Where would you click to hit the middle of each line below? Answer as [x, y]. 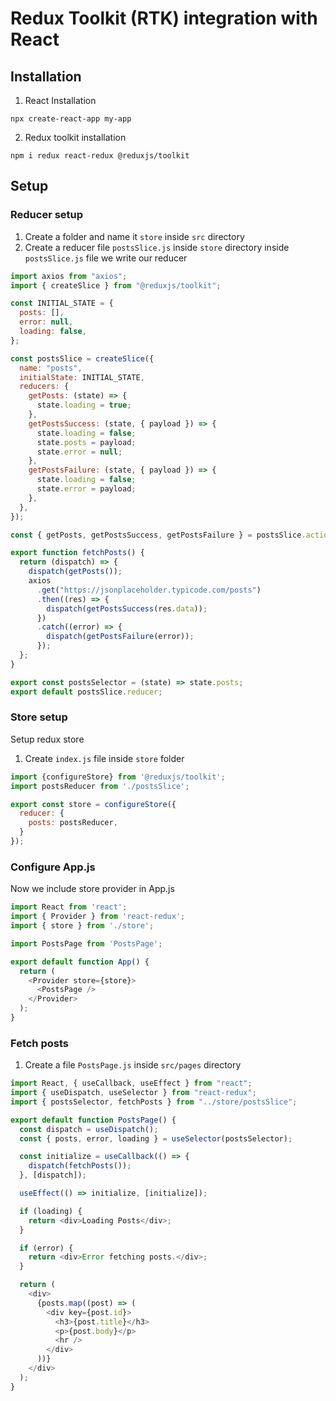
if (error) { [46, 1248]
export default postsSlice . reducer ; [86, 692]
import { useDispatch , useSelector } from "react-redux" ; [133, 1093]
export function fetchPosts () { [77, 553]
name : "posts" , [51, 368]
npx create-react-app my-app [71, 119]
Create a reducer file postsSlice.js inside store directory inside [157, 247]
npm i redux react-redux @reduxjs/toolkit [100, 156]
